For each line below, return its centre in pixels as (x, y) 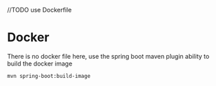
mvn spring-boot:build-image (49, 76)
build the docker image (40, 63)
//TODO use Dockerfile (40, 10)
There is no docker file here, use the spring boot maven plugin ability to (108, 56)
